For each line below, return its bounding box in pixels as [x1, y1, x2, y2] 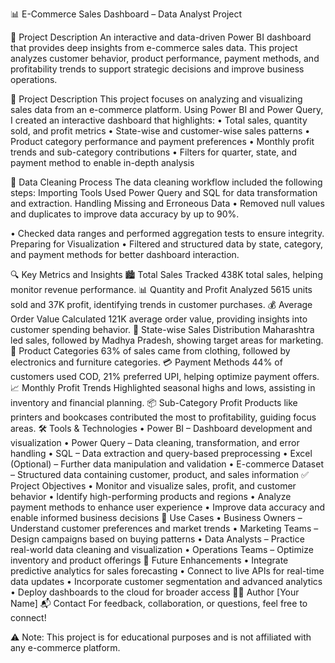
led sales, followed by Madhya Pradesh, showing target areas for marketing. [10, 334, 324, 346]
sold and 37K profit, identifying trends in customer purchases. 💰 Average [10, 299, 313, 310]
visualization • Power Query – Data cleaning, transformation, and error [10, 437, 300, 448]
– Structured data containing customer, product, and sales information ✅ [10, 469, 309, 480]
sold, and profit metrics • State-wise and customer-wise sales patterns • [10, 125, 311, 137]
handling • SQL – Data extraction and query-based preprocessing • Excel [10, 448, 313, 459]
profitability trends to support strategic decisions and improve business [10, 63, 305, 75]
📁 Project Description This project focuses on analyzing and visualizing [10, 93, 303, 105]
